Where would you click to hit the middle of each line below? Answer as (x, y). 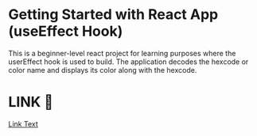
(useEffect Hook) (66, 31)
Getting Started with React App (113, 15)
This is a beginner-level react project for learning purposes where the (122, 53)
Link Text (23, 123)
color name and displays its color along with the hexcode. (103, 70)
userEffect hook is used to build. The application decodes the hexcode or (128, 62)
